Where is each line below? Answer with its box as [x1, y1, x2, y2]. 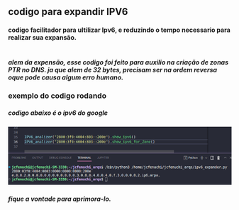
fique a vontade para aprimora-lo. [8, 194, 112, 204]
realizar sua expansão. [8, 33, 77, 41]
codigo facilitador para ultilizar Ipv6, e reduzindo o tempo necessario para [8, 26, 231, 34]
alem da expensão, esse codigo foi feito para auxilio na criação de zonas [8, 57, 229, 66]
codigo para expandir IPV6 [8, 6, 128, 18]
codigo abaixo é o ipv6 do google [8, 109, 109, 117]
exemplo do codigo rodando [8, 91, 107, 101]
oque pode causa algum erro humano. [8, 73, 123, 82]
